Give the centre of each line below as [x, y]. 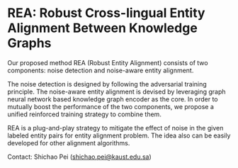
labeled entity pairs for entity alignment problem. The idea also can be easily [119, 135]
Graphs [29, 43]
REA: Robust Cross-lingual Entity [106, 13]
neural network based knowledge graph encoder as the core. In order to [113, 99]
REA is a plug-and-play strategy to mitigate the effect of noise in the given [115, 128]
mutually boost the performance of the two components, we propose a [111, 106]
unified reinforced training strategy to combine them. [84, 114]
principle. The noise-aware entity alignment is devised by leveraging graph [117, 91]
